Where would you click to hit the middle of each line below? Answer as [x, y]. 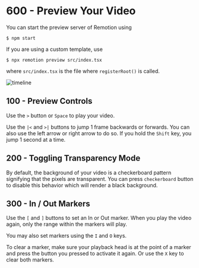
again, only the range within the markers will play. [67, 224]
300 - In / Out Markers [48, 204]
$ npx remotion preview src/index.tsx [54, 60]
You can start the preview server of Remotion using [69, 27]
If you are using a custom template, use [54, 49]
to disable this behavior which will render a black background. [82, 185]
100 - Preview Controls [49, 101]
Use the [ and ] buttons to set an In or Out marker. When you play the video [99, 218]
